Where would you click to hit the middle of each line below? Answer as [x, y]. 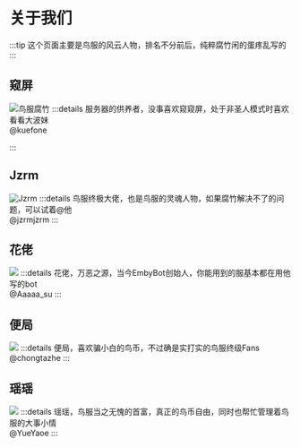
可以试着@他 [48, 209]
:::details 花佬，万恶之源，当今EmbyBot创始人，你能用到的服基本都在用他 [155, 273]
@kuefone [28, 130]
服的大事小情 [33, 423]
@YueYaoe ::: [34, 433]
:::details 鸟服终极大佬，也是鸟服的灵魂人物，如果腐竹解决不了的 [158, 198]
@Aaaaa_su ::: [35, 294]
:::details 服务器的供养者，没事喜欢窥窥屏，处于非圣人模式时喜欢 [170, 108]
